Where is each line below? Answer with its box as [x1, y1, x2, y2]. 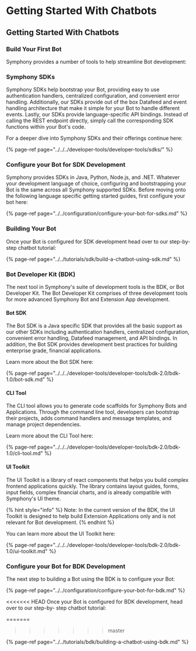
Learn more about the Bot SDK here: [6, 359, 94, 366]
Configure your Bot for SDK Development [6, 161, 126, 169]
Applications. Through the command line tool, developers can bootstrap [6, 408, 180, 416]
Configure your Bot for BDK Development [6, 562, 126, 570]
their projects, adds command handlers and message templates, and [6, 415, 171, 422]
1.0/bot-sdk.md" [6, 376, 45, 383]
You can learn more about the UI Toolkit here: [6, 530, 116, 537]
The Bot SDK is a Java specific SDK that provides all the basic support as [6, 322, 183, 329]
